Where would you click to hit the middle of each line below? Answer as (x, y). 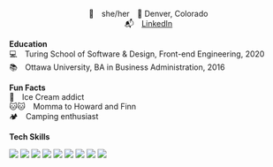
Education (28, 44)
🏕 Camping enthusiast (54, 116)
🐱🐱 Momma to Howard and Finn (73, 106)
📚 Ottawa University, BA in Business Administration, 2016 (117, 67)
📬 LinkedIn (148, 23)
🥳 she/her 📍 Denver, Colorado (148, 14)
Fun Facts (27, 87)
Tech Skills (30, 137)
